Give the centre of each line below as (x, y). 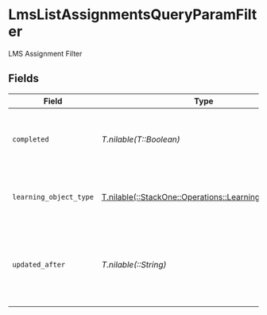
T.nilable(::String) (134, 264)
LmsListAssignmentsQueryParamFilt (133, 15)
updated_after (39, 264)
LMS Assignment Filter (45, 53)
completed (31, 139)
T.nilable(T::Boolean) (141, 139)
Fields (24, 78)
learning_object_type (53, 197)
